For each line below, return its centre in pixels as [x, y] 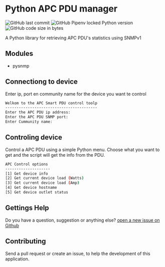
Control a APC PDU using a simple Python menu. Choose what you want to [82, 150]
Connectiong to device [41, 82]
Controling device [34, 137]
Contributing [26, 242]
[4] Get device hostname [31, 188]
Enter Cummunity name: [29, 122]
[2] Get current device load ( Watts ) [45, 178]
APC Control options [27, 164]
